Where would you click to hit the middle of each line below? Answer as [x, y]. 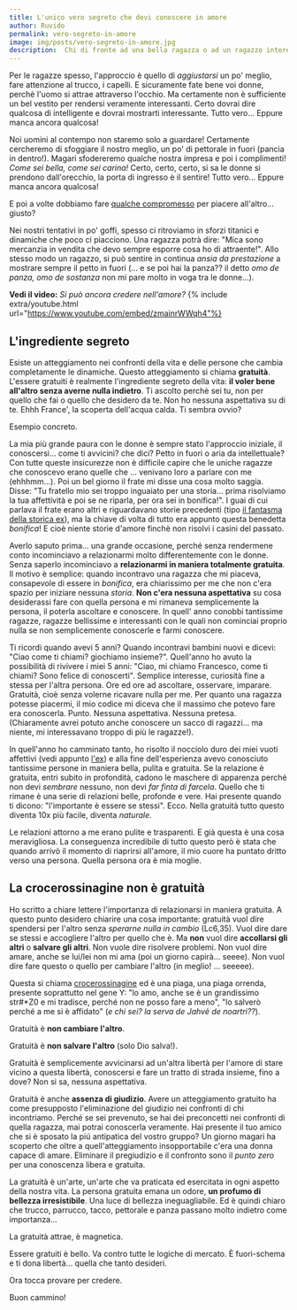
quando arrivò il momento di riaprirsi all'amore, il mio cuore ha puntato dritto [148, 851]
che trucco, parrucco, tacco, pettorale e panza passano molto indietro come [148, 1210]
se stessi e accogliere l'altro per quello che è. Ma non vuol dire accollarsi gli [148, 937]
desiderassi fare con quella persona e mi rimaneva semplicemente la [134, 602]
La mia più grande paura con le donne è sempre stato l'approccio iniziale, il [146, 443]
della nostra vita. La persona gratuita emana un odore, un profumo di [135, 1191]
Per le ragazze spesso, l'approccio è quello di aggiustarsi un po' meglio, [141, 75]
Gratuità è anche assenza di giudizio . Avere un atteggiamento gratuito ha [143, 1098]
